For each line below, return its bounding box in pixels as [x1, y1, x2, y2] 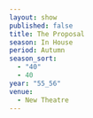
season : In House [9, 37, 74, 47]
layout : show [9, 12, 58, 22]
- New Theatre [17, 95, 69, 105]
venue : [9, 87, 34, 96]
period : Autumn [9, 46, 66, 55]
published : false [9, 21, 74, 30]
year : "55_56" [9, 79, 62, 88]
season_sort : [9, 54, 58, 63]
